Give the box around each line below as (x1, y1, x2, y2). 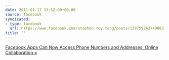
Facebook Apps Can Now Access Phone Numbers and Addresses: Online (5, 44, 158, 50)
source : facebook (5, 12, 42, 17)
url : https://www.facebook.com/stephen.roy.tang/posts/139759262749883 (10, 26, 164, 31)
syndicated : (5, 16, 30, 21)
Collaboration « (5, 49, 37, 55)
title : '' (5, 30, 26, 35)
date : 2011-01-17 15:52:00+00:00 (5, 7, 76, 12)
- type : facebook (5, 21, 42, 26)
